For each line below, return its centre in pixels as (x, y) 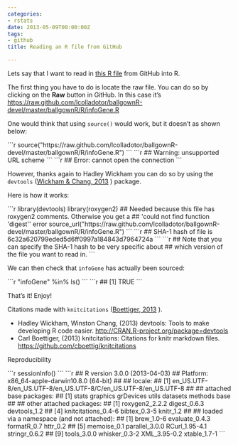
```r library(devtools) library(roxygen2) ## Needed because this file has (111, 209)
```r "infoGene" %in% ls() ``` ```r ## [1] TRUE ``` (75, 282)
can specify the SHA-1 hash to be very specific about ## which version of (115, 247)
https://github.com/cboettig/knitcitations (77, 346)
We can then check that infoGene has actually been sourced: (96, 268)
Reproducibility (29, 359)
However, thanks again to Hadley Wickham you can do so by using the (110, 174)
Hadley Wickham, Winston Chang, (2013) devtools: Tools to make (113, 323)
